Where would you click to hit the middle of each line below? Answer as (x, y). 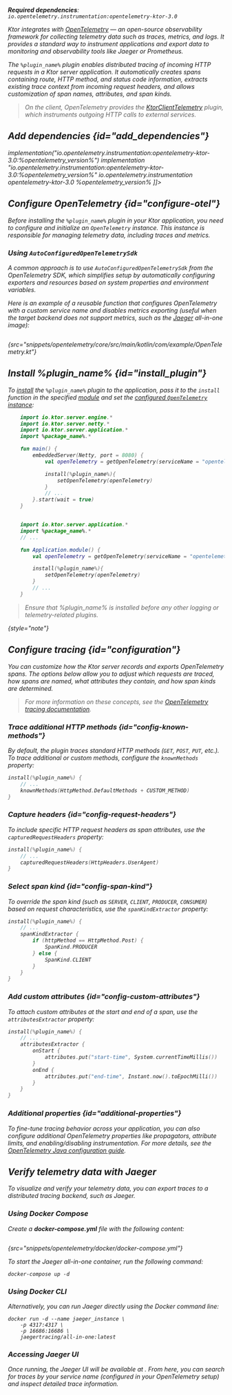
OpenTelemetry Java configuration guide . (67, 1150)
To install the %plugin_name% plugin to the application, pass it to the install (114, 390)
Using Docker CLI (38, 1291)
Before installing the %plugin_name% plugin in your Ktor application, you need (116, 220)
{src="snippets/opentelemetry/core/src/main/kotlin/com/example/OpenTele (115, 344)
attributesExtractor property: (51, 1019)
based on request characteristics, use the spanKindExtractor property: (108, 909)
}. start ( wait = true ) (64, 500)
